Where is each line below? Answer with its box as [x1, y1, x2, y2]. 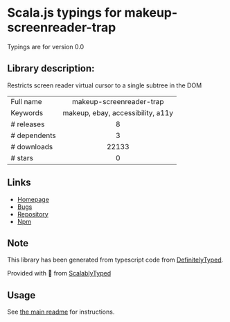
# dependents [10, 130, 57, 140]
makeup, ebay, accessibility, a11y [62, 108, 174, 117]
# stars [10, 153, 33, 162]
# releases [10, 119, 45, 129]
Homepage [17, 195, 50, 203]
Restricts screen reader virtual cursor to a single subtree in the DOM [7, 81, 202, 90]
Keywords [10, 108, 44, 117]
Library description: [7, 62, 95, 74]
